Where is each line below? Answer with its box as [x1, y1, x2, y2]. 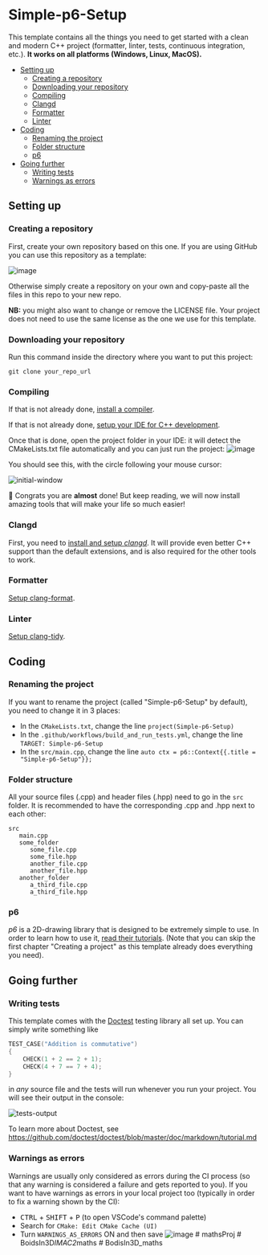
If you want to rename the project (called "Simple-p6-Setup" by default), [8, 697, 248, 706]
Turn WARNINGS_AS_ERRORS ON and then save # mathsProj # [19, 1229, 242, 1239]
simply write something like [8, 1024, 99, 1034]
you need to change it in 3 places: [8, 705, 120, 715]
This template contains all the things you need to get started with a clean [8, 32, 249, 42]
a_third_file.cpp [29, 881, 88, 889]
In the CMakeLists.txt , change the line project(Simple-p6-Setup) [19, 721, 234, 730]
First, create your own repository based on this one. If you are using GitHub [8, 241, 258, 251]
